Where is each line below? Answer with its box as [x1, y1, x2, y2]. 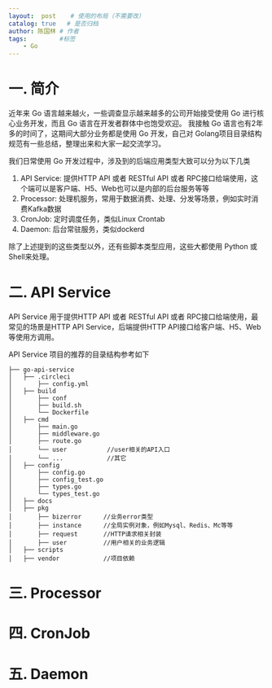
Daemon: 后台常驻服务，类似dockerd [20, 225, 145, 234]
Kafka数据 [27, 204, 62, 214]
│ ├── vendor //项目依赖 [8, 554, 136, 563]
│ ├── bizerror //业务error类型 [8, 513, 153, 521]
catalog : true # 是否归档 [8, 20, 99, 28]
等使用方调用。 [8, 332, 59, 342]
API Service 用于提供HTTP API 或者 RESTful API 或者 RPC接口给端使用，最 [8, 312, 259, 322]
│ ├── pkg [8, 504, 49, 512]
